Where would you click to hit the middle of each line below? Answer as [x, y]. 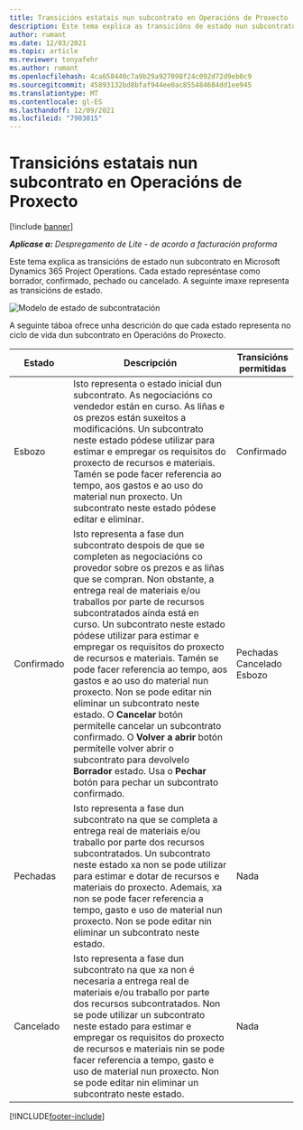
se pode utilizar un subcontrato [139, 1015]
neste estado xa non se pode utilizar [150, 865]
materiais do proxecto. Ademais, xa [148, 888]
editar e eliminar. [109, 519]
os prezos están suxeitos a [130, 418]
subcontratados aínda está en [137, 613]
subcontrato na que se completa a [146, 820]
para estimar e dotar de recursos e [147, 876]
